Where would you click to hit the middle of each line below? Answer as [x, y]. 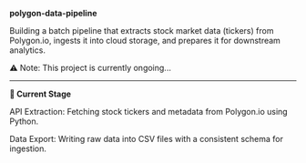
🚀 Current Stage [40, 94]
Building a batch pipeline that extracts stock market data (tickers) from [142, 31]
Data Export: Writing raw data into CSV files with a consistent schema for [147, 139]
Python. [24, 121]
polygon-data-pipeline [53, 13]
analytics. [27, 50]
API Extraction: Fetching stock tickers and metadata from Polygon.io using [149, 112]
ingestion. [28, 148]
